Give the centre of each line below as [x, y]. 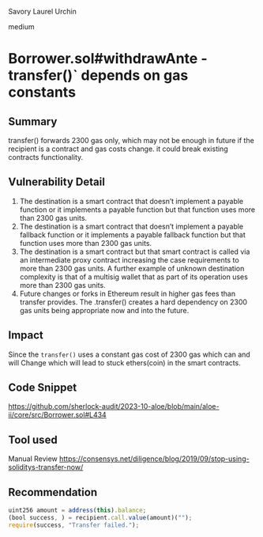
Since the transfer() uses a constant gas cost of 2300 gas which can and [129, 354]
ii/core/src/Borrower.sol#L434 [57, 415]
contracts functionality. [46, 157]
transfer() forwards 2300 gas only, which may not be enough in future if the [131, 140]
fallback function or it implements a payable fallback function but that [133, 234]
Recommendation [53, 492]
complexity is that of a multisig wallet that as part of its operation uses [134, 277]
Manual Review [33, 459]
